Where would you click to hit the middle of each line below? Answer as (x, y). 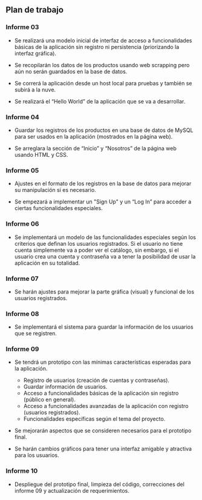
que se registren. (35, 334)
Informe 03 (22, 27)
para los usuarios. (37, 455)
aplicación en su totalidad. (47, 263)
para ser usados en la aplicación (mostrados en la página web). (93, 136)
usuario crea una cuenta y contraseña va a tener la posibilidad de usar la (105, 256)
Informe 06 (22, 224)
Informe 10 (22, 471)
